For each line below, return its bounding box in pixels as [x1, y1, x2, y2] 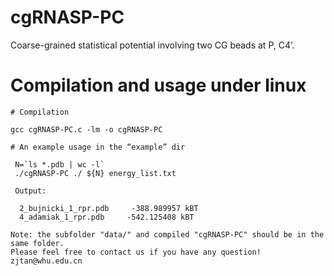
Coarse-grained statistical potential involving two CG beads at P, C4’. [10, 39, 295, 51]
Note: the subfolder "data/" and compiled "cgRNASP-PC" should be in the [10, 229, 325, 240]
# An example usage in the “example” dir [10, 142, 186, 152]
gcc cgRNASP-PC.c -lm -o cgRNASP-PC [10, 124, 163, 135]
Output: [14, 186, 47, 196]
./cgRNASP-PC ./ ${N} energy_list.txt [14, 168, 177, 178]
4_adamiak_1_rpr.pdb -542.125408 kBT [19, 212, 195, 222]
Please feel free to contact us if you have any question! [10, 247, 262, 257]
